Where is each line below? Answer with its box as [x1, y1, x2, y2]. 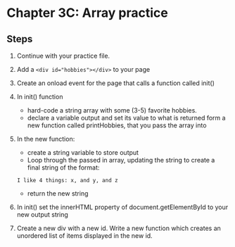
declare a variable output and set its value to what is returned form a [27, 114, 226, 122]
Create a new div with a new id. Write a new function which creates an [16, 224, 221, 232]
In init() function [16, 93, 63, 101]
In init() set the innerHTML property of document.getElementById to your [16, 203, 229, 211]
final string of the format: [27, 163, 100, 172]
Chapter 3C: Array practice [6, 5, 168, 21]
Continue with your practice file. [16, 51, 110, 60]
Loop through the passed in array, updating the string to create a [27, 156, 215, 164]
